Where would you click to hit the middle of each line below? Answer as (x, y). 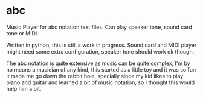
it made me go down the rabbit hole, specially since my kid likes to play (95, 76)
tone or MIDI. (23, 33)
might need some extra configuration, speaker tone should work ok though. (100, 51)
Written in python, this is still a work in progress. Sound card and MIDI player (101, 45)
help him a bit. (24, 88)
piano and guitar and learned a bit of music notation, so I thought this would (101, 82)
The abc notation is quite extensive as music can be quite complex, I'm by (98, 63)
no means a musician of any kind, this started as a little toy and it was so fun (101, 69)
